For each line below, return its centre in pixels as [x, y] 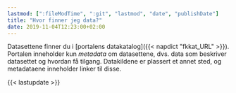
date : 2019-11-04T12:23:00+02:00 [56, 27]
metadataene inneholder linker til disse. [64, 69]
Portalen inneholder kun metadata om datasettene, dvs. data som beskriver [117, 54]
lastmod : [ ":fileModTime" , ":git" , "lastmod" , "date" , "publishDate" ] [113, 14]
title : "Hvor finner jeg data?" [55, 20]
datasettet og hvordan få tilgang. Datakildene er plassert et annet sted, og [114, 62]
